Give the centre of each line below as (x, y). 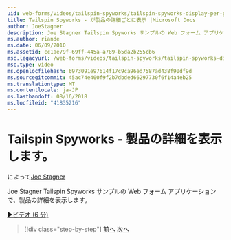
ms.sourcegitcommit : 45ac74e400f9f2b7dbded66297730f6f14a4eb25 (100, 77)
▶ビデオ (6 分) (28, 215)
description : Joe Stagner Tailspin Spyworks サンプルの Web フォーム (104, 33)
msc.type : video (30, 65)
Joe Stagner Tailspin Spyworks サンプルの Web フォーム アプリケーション (112, 191)
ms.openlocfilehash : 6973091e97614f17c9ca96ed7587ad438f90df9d (100, 71)
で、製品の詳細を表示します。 (49, 199)
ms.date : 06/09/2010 (37, 45)
